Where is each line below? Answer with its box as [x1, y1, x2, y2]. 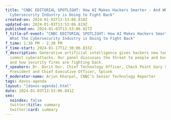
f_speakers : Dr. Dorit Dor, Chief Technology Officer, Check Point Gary [5, 64, 163, 69]
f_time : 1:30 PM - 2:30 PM [5, 41, 63, 46]
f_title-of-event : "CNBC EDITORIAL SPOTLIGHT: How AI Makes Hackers [5, 31, 154, 36]
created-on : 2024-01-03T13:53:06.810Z [5, 17, 88, 22]
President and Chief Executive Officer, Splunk [10, 69, 113, 75]
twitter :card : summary [10, 107, 58, 112]
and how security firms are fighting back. [10, 60, 103, 65]
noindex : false [10, 98, 42, 103]
